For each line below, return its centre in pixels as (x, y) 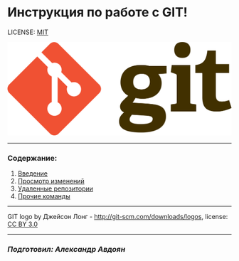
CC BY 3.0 (22, 224)
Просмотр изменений (51, 181)
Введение (33, 174)
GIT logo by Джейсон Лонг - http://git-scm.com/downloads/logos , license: (118, 217)
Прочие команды (44, 196)
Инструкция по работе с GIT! (98, 12)
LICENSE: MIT (28, 32)
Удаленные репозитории (55, 188)
